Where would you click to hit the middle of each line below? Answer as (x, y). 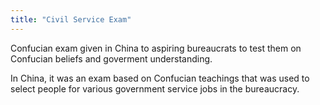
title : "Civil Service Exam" (71, 19)
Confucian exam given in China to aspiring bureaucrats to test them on (156, 48)
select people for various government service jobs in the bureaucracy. (155, 88)
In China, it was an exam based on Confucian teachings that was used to (160, 78)
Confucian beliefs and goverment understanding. (111, 58)
